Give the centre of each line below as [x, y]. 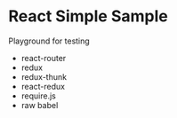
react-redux [43, 86]
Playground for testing [49, 41]
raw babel [40, 105]
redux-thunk [44, 76]
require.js [39, 96]
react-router [44, 58]
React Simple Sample [88, 16]
